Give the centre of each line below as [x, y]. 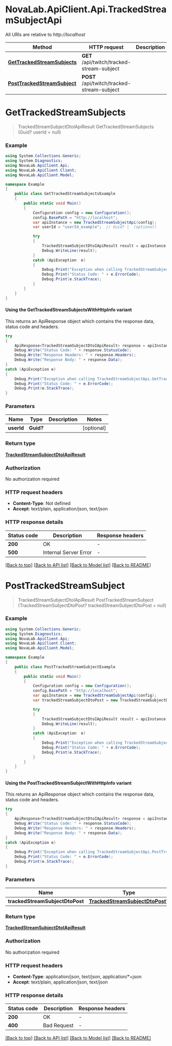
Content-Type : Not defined [41, 503]
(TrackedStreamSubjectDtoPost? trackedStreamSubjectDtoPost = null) [92, 605]
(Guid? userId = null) [39, 132]
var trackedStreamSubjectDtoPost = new [75, 700]
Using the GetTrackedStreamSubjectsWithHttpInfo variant [69, 310]
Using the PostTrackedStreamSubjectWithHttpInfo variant [69, 783]
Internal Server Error [67, 552]
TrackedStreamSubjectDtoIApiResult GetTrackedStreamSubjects [86, 126]
